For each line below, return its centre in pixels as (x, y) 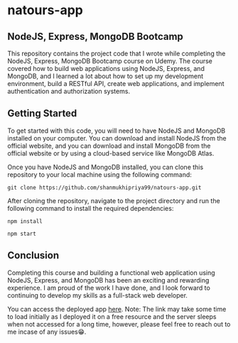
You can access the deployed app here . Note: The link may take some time (117, 309)
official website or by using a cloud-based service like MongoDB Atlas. (111, 153)
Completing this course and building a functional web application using (111, 273)
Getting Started (42, 113)
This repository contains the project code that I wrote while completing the (117, 53)
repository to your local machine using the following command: (99, 174)
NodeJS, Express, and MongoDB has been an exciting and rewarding (108, 280)
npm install (25, 221)
